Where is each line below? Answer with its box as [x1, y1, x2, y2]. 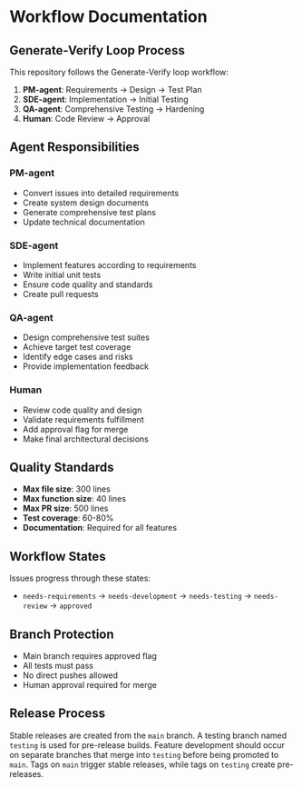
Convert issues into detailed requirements [22, 187, 180, 198]
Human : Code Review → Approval [22, 114, 151, 124]
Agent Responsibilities [9, 139, 141, 155]
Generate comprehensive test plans [22, 206, 157, 217]
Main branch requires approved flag [22, 651, 157, 662]
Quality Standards [9, 459, 115, 474]
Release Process [9, 706, 106, 722]
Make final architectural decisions [22, 433, 150, 444]
